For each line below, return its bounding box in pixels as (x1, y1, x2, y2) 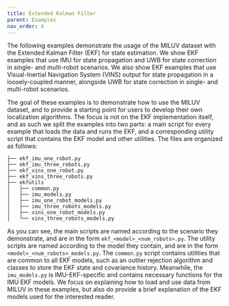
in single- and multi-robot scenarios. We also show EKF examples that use (7, 63, 217, 72)
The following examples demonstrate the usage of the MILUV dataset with (7, 42, 217, 50)
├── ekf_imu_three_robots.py (7, 162, 90, 168)
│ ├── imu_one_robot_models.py (7, 197, 103, 204)
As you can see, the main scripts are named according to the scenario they (7, 227, 219, 235)
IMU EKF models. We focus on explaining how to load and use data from (7, 278, 211, 286)
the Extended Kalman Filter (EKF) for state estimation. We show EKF (7, 49, 199, 57)
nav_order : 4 (7, 23, 44, 29)
